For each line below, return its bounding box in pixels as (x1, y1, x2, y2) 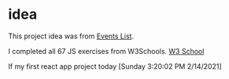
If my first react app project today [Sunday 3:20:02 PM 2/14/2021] (8, 61, 222, 71)
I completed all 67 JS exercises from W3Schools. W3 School (8, 46, 205, 56)
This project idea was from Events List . (8, 31, 135, 41)
